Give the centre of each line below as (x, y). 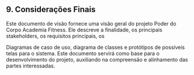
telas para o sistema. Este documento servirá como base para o (83, 53)
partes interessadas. (31, 66)
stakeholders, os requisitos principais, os (56, 36)
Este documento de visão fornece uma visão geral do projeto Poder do (91, 23)
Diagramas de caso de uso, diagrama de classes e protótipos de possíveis (96, 47)
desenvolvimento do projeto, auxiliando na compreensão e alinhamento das (97, 59)
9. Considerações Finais (51, 10)
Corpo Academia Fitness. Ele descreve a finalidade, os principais (84, 30)
